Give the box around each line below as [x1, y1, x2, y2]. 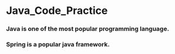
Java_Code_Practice [6, 4, 108, 17]
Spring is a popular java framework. [6, 41, 110, 49]
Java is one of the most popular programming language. [6, 25, 169, 33]
